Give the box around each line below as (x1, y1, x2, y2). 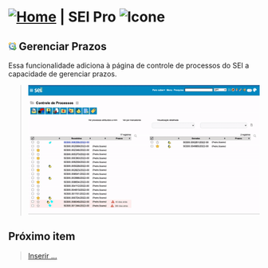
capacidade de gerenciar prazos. (8, 69, 117, 79)
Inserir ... (27, 251, 57, 260)
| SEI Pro (59, 8, 116, 26)
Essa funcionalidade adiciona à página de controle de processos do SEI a (8, 60, 250, 70)
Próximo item (8, 230, 76, 243)
